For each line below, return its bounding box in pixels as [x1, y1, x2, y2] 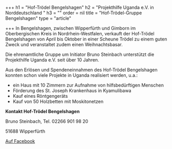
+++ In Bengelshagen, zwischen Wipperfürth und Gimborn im [5, 25, 136, 31]
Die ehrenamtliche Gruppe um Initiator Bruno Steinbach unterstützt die [5, 51, 155, 57]
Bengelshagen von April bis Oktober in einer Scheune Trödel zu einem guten [5, 36, 167, 42]
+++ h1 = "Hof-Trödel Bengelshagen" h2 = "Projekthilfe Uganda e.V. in [5, 5, 154, 10]
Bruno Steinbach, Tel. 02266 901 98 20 [5, 118, 88, 124]
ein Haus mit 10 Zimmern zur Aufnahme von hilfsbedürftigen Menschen [12, 82, 164, 88]
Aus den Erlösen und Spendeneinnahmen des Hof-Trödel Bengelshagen [5, 67, 158, 73]
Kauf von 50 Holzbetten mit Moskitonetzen [12, 98, 104, 104]
